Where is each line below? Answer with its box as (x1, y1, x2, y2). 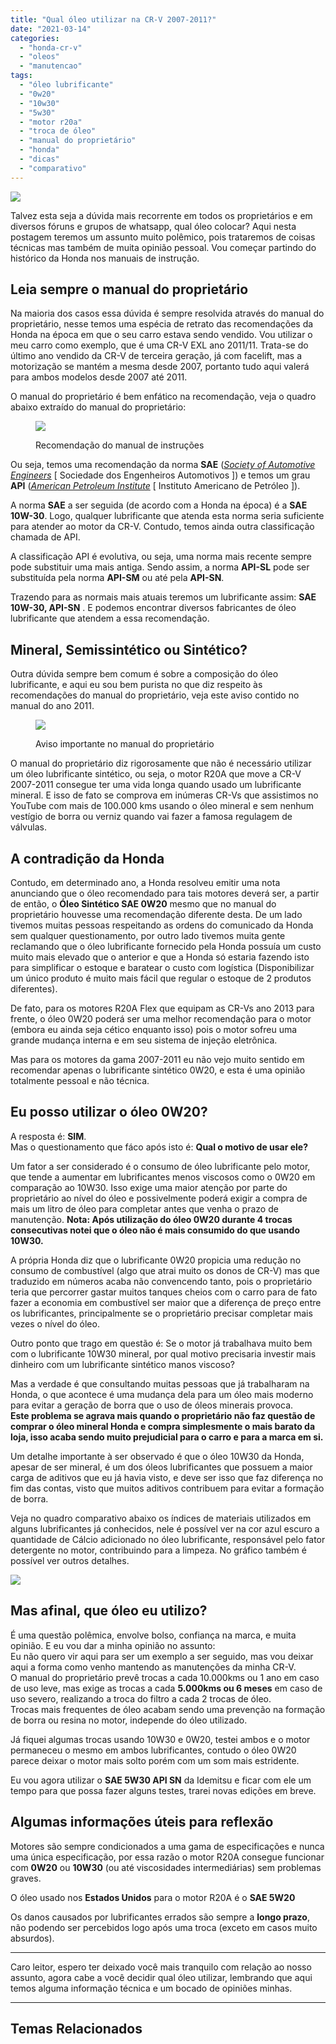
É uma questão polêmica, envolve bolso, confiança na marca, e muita (10, 1629, 297, 1641)
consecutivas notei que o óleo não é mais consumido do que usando (10, 1224, 300, 1236)
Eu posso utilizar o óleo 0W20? (10, 1104, 208, 1121)
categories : (10, 33, 60, 43)
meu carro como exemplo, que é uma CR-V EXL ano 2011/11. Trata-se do (10, 339, 309, 351)
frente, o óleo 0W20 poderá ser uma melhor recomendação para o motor (10, 1013, 312, 1025)
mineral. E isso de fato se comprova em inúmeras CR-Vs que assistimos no (10, 789, 319, 801)
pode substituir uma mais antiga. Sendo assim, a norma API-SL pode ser (10, 561, 310, 573)
